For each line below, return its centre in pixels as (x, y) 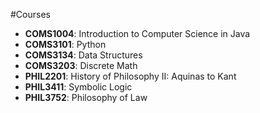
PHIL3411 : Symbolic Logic (78, 87)
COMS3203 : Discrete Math (81, 65)
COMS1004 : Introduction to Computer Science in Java (137, 33)
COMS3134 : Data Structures (83, 55)
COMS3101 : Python (65, 44)
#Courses (30, 14)
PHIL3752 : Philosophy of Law (86, 97)
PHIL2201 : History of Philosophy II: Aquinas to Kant (130, 76)
